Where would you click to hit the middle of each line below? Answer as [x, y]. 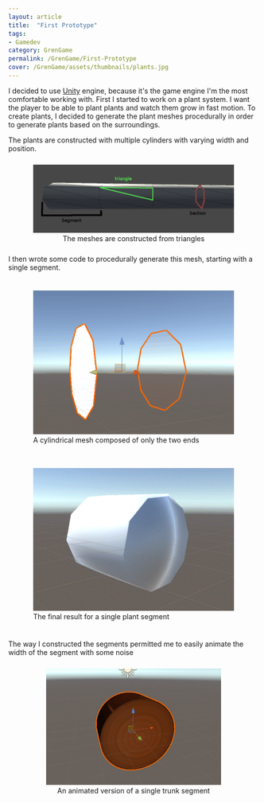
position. [23, 148]
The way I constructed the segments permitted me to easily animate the [126, 644]
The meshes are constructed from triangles [134, 239]
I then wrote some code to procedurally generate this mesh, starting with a [130, 259]
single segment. [35, 267]
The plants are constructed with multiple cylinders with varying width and [128, 140]
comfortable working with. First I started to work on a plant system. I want [129, 99]
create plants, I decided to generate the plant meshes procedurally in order [131, 116]
